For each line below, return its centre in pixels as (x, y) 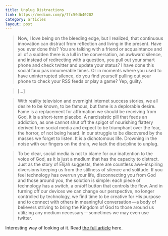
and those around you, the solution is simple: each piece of (79, 180)
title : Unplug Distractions (35, 10)
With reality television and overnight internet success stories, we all (88, 101)
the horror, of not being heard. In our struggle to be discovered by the (90, 133)
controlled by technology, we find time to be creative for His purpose (89, 197)
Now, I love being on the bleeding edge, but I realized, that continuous (90, 38)
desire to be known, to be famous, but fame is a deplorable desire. (87, 106)
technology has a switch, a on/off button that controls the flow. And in (90, 186)
